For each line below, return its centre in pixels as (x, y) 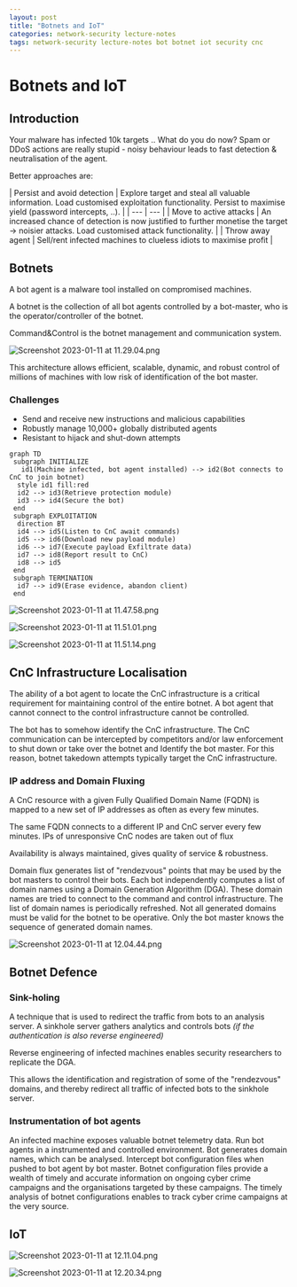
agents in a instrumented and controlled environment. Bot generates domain (148, 1150)
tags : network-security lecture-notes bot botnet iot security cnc (137, 42)
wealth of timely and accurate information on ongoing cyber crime (130, 1178)
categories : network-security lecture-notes (93, 34)
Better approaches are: (51, 176)
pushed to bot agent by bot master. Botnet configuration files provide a (139, 1169)
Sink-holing (35, 997)
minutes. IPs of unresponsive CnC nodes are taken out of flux (121, 836)
